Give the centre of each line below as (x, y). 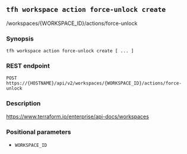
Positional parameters (39, 132)
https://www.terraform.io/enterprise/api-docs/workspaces (78, 117)
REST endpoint (28, 66)
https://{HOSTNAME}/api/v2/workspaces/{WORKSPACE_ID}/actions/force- (94, 83)
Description (23, 103)
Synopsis (20, 39)
